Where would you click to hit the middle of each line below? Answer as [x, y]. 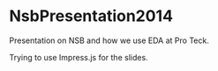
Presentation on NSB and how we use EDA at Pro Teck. [109, 40]
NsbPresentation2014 [91, 16]
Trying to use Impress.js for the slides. [79, 57]
